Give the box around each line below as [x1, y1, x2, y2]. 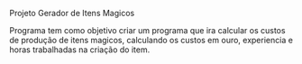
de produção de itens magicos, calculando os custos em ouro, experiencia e [9, 35, 293, 45]
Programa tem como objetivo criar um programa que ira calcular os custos [9, 25, 286, 35]
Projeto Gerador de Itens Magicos [9, 8, 135, 18]
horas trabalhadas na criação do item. [9, 44, 151, 55]
